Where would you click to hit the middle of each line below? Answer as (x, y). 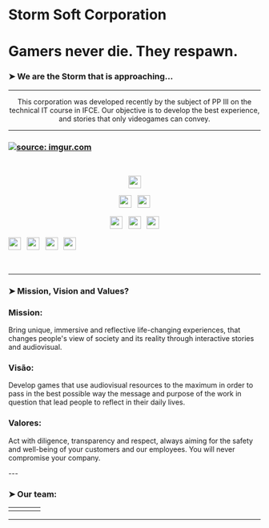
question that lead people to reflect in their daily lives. (97, 402)
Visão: (21, 368)
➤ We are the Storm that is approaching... (91, 76)
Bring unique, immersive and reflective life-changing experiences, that (124, 330)
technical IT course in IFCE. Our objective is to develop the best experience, (134, 110)
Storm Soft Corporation (87, 15)
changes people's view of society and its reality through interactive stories (131, 339)
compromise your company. (54, 457)
